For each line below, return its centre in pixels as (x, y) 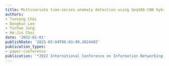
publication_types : (26, 47)
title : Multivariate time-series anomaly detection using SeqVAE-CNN (80, 10)
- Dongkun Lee (20, 24)
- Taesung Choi (21, 19)
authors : (14, 14)
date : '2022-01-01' (26, 38)
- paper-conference (26, 51)
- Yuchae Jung (20, 28)
